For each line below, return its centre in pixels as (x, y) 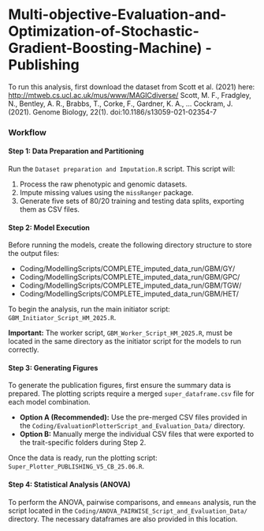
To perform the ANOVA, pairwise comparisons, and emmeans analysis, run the (132, 502)
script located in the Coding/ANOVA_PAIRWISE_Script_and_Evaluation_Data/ (128, 510)
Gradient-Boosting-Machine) (105, 48)
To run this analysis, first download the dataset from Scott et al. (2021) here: (132, 87)
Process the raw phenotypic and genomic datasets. (103, 184)
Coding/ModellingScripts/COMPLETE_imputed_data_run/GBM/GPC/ (130, 277)
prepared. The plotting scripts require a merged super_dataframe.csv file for (131, 394)
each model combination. (49, 402)
